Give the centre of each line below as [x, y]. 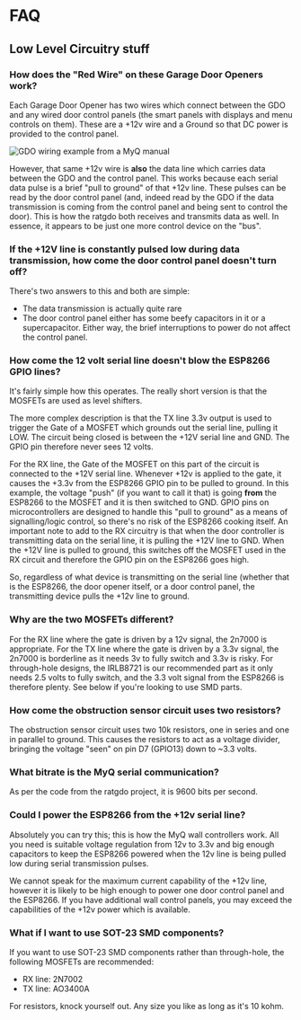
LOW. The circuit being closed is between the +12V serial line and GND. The [150, 438]
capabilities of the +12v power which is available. [100, 909]
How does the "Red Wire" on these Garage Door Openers [136, 75]
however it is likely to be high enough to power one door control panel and [147, 890]
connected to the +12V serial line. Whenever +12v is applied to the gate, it [146, 474]
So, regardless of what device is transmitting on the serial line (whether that [150, 577]
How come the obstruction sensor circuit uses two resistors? [145, 710]
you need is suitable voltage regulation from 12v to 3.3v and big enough [142, 844]
